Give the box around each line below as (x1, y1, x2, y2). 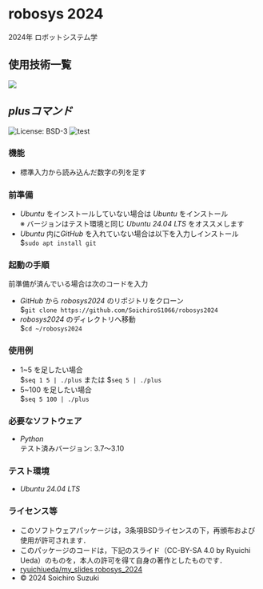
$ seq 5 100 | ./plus (19, 394, 90, 403)
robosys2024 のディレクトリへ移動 (19, 315, 136, 324)
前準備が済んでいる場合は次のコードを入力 (8, 279, 149, 289)
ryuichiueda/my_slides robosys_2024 (19, 564, 143, 574)
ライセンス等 (8, 506, 58, 517)
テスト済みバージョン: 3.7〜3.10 (19, 443, 125, 453)
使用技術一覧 (8, 58, 72, 72)
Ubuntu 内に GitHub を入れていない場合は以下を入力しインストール (19, 229, 240, 238)
